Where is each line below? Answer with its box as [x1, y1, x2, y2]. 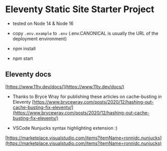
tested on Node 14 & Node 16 [12, 20, 74, 26]
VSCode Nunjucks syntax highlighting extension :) [12, 125, 118, 131]
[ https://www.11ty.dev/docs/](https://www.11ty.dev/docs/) [5, 83, 125, 89]
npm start [12, 55, 33, 62]
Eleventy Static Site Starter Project [5, 4, 155, 15]
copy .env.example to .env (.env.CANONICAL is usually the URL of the [12, 30, 159, 36]
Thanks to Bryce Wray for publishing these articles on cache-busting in [12, 93, 162, 100]
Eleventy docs [5, 70, 52, 79]
